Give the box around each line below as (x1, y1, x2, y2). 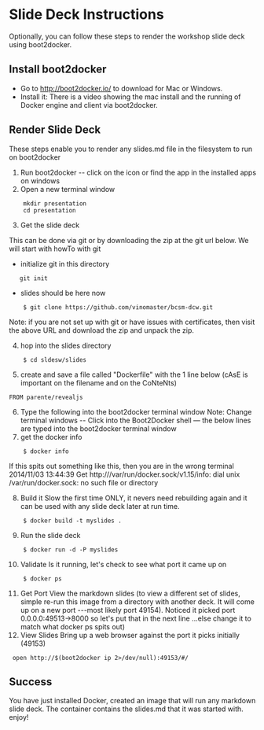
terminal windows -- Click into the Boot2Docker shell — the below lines (20, 415, 251, 425)
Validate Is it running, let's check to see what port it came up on (20, 559, 227, 569)
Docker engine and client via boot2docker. (20, 100, 158, 109)
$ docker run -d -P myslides (23, 545, 119, 554)
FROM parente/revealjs (9, 393, 83, 401)
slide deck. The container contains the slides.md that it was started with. (9, 704, 244, 713)
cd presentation (23, 206, 77, 214)
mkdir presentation (23, 199, 87, 208)
